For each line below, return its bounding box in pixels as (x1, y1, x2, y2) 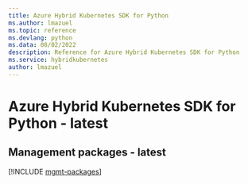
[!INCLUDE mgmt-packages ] (8, 167, 102, 176)
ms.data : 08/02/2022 (8, 41, 77, 49)
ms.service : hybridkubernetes (8, 56, 109, 64)
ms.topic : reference (8, 26, 77, 34)
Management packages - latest (8, 146, 167, 159)
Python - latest (8, 114, 109, 132)
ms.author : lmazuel (8, 19, 73, 27)
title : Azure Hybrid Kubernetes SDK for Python (8, 11, 169, 20)
